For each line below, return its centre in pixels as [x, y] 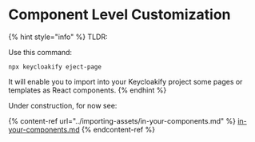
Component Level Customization [120, 15]
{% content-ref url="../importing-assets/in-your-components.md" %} [122, 120]
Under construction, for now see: [63, 105]
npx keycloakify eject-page [55, 67]
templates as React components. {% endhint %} [88, 90]
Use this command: [40, 52]
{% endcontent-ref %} [118, 129]
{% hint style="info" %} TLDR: [58, 37]
